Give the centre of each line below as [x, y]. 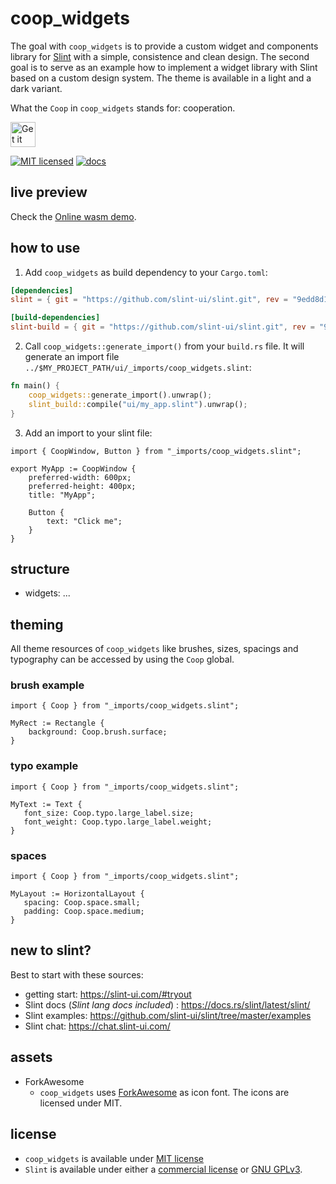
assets [31, 1057]
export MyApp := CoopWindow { [73, 468]
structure [40, 568]
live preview [49, 192]
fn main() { [35, 386]
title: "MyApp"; [62, 495]
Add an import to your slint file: [88, 433]
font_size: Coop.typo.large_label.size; [109, 813]
